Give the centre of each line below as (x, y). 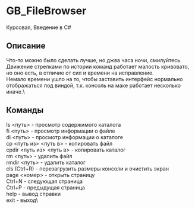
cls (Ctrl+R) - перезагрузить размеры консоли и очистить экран (88, 168)
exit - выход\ (22, 200)
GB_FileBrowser (46, 11)
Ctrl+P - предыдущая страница (45, 187)
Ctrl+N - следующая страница (45, 181)
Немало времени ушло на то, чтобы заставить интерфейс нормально (95, 79)
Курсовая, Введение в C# (39, 27)
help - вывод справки (34, 194)
